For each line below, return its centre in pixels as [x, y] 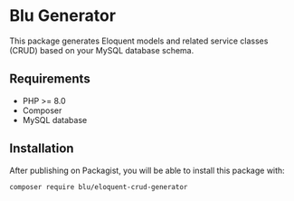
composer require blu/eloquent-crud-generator [99, 187]
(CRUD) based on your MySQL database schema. [102, 50]
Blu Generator [62, 16]
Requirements [50, 79]
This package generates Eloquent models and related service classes [139, 41]
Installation [42, 149]
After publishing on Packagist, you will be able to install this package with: [147, 170]
